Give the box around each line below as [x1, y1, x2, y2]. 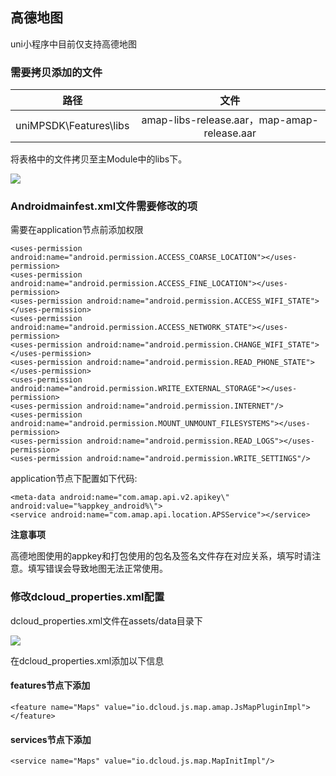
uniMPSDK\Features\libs [15, 119, 130, 133]
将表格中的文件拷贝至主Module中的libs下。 [10, 153, 188, 165]
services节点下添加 [10, 733, 92, 745]
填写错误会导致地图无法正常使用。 [27, 563, 168, 575]
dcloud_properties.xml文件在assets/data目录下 [10, 614, 203, 627]
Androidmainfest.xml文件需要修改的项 [10, 199, 198, 213]
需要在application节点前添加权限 [10, 224, 144, 236]
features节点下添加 [10, 679, 91, 692]
